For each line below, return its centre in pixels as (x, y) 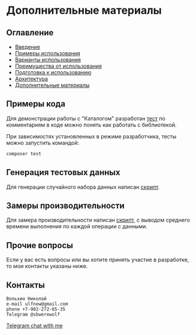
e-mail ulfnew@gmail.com (37, 304)
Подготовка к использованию (53, 72)
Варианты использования (48, 60)
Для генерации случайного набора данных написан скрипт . (83, 187)
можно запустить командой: (43, 143)
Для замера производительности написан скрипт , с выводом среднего (98, 220)
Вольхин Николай (26, 298)
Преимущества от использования (58, 66)
